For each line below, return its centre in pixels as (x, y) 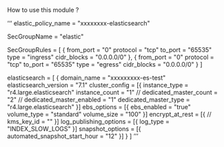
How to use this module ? (43, 10)
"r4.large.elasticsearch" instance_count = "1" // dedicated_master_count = (113, 92)
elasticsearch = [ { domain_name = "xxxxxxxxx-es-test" (86, 78)
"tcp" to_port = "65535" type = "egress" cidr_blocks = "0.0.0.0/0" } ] (105, 64)
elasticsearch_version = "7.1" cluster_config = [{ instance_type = (98, 85)
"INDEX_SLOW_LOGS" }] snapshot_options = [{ (74, 129)
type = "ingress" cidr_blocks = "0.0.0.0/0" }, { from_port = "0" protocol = (111, 57)
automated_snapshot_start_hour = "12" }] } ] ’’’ (73, 136)
